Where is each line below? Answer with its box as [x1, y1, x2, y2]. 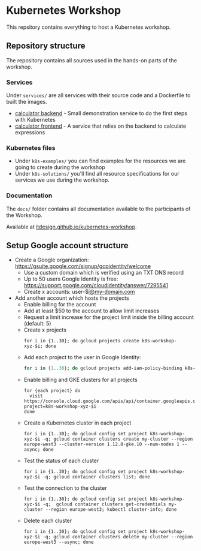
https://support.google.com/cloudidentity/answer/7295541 [23, 282, 169, 289]
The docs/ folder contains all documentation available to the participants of [6, 205, 191, 212]
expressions [14, 129, 45, 136]
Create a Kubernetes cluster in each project [23, 419, 132, 426]
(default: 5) [23, 320, 51, 327]
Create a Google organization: [14, 256, 89, 264]
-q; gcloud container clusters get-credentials [42, 501, 166, 507]
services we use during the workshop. [14, 176, 109, 183]
